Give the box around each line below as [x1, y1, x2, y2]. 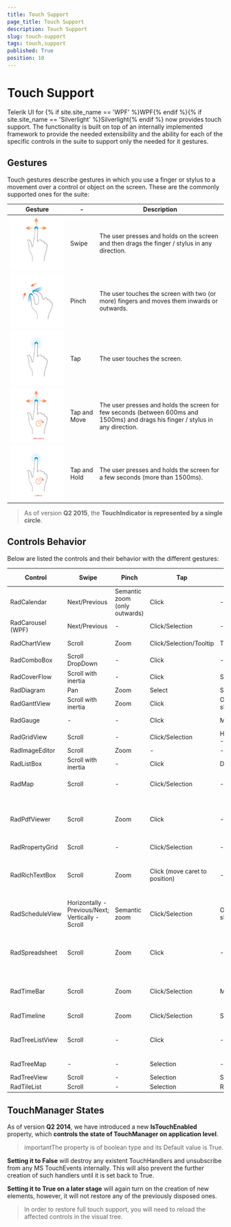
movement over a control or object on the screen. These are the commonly [7, 182, 220, 191]
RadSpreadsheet [10, 948, 58, 957]
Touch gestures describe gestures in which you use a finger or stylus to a [7, 175, 216, 184]
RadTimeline [10, 1012, 46, 1020]
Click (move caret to [150, 867, 208, 875]
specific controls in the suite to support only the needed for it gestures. [7, 137, 209, 145]
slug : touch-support [7, 33, 67, 40]
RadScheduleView [10, 909, 62, 918]
